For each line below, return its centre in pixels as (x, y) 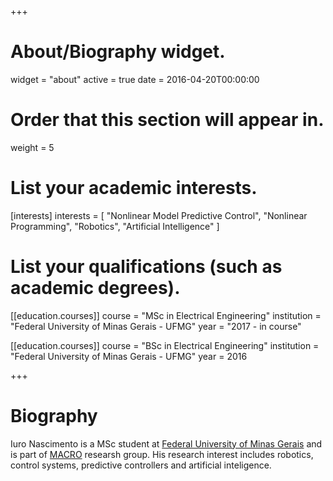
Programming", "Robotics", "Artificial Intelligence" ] (115, 226)
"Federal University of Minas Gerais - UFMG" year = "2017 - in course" (156, 326)
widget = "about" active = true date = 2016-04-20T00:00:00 (135, 79)
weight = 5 (32, 147)
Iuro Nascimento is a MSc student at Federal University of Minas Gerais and (166, 443)
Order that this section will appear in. (167, 120)
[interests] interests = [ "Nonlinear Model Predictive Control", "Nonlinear (159, 215)
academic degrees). (95, 288)
